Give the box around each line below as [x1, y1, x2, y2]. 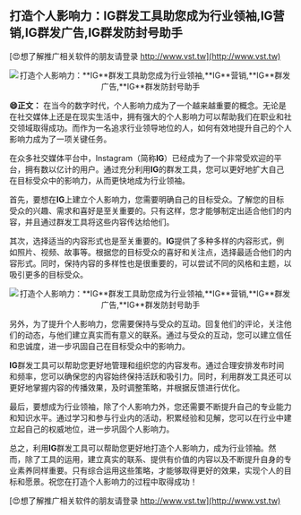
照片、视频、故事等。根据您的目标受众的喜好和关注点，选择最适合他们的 [16, 246, 284, 257]
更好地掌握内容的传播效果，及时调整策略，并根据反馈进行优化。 [9, 382, 245, 392]
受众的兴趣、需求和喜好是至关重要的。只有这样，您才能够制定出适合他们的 [9, 205, 284, 216]
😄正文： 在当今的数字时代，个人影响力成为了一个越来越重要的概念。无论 [9, 99, 279, 110]
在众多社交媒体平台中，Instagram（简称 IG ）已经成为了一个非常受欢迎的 [9, 152, 275, 163]
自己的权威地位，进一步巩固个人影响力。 [24, 424, 175, 434]
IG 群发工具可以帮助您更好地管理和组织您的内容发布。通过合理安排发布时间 [9, 359, 285, 370]
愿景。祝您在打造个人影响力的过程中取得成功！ [24, 476, 198, 486]
